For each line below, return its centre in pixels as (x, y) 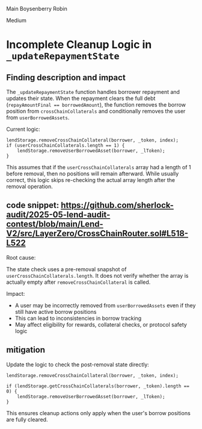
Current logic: (23, 129)
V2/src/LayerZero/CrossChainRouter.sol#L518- (97, 233)
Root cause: (21, 257)
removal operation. (29, 186)
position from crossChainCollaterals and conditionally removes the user (96, 111)
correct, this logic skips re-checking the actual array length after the (91, 180)
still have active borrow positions (56, 312)
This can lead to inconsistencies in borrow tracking (78, 318)
